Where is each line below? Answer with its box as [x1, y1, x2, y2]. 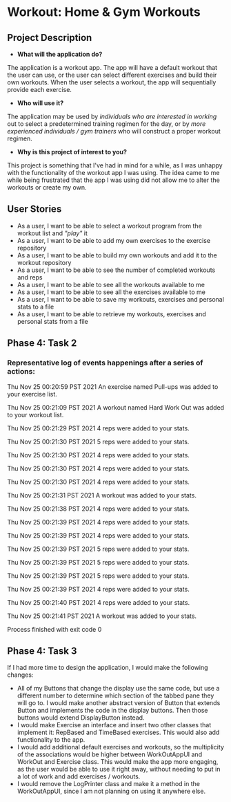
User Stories [7, 203, 62, 215]
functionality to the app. [17, 736, 86, 744]
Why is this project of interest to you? [17, 148, 128, 156]
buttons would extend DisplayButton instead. [17, 713, 145, 722]
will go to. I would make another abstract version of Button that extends [17, 699, 221, 707]
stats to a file [17, 302, 54, 311]
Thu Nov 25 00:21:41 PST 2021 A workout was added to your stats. [7, 612, 197, 620]
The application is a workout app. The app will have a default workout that [7, 64, 218, 71]
